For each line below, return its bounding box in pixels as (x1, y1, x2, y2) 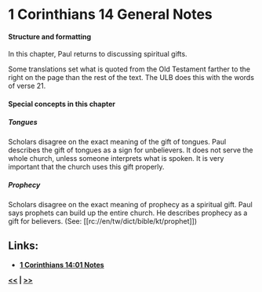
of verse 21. (8, 81, 46, 91)
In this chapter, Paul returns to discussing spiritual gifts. (8, 49, 187, 59)
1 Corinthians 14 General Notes (8, 5, 213, 24)
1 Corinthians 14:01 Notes (19, 260, 104, 269)
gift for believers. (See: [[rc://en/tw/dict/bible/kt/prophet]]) (8, 216, 198, 225)
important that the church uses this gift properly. (8, 162, 165, 171)
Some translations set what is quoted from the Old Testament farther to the (8, 64, 251, 74)
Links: (8, 239, 39, 253)
